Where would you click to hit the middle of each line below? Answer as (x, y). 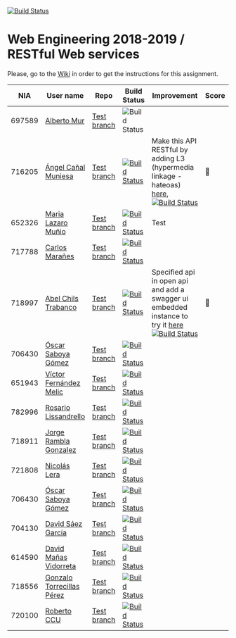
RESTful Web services (74, 55)
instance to (170, 315)
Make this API (174, 141)
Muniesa (59, 176)
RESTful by (170, 149)
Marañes (60, 256)
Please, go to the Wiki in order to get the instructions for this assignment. (113, 73)
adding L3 (168, 158)
